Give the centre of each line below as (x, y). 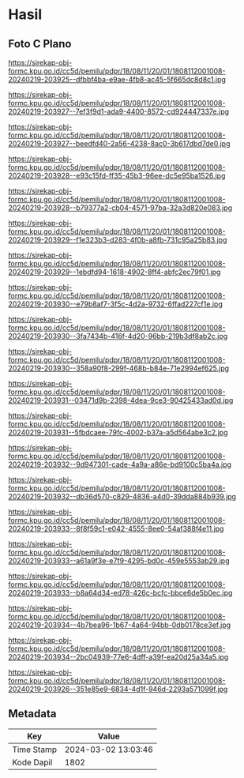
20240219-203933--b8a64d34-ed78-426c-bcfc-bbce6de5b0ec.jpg (120, 593)
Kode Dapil (32, 762)
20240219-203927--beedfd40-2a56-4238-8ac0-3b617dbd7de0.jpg (119, 143)
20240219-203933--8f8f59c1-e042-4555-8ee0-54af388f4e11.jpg (116, 528)
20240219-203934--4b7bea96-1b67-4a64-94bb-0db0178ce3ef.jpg (120, 625)
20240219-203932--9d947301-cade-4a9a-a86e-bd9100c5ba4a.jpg (120, 464)
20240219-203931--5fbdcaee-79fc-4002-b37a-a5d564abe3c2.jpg (118, 432)
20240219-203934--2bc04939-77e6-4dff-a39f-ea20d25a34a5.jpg (118, 657)
